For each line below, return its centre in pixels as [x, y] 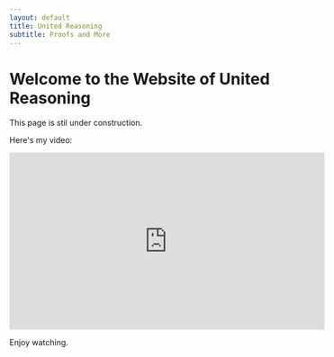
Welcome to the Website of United [140, 79]
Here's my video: [41, 140]
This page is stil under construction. [76, 123]
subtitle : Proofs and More [60, 34]
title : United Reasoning [56, 26]
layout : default [40, 18]
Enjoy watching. [39, 343]
